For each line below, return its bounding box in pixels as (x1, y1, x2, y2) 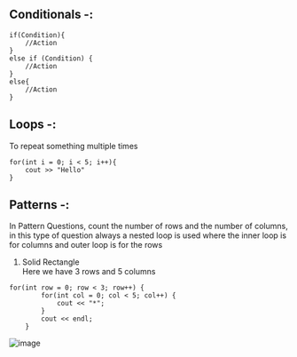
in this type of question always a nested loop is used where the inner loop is (9, 230, 286, 241)
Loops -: (9, 117, 57, 132)
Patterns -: (9, 197, 70, 212)
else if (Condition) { (9, 53, 93, 63)
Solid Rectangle (21, 257, 80, 267)
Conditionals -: (9, 7, 94, 22)
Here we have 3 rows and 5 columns (21, 266, 156, 277)
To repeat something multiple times (9, 140, 138, 151)
